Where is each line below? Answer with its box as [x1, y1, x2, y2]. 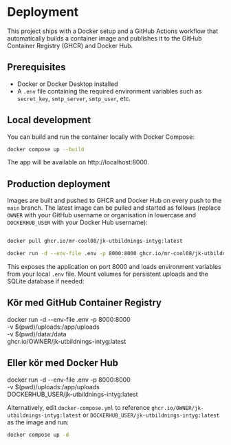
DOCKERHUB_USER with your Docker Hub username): [7, 218, 148, 227]
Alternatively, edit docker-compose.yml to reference [7, 403, 150, 411]
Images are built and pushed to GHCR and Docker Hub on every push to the [7, 197, 222, 205]
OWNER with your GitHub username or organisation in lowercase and [7, 211, 196, 219]
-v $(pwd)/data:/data [7, 329, 67, 338]
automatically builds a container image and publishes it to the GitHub [7, 34, 202, 42]
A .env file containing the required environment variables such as [16, 87, 202, 95]
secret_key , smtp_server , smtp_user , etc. [16, 94, 131, 102]
